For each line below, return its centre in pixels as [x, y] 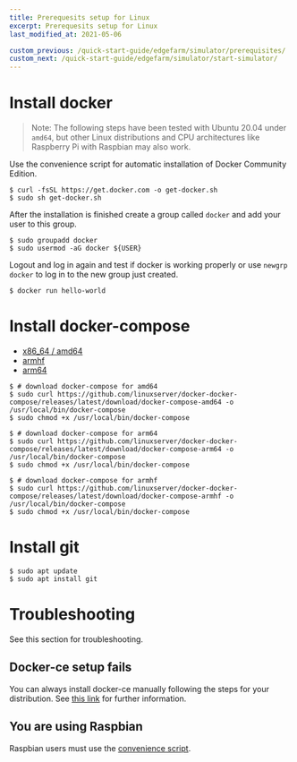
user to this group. [43, 224]
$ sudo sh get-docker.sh [55, 198]
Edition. [23, 174]
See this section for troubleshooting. [76, 639]
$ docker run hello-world [57, 291]
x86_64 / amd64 [52, 351]
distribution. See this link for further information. [98, 698]
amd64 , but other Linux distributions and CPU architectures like [145, 137]
